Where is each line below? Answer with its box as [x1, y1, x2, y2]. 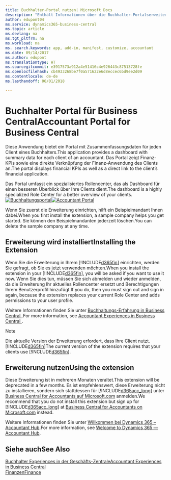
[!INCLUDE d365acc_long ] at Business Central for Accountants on [5, 404, 142, 410]
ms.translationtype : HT [5, 60, 56, 65]
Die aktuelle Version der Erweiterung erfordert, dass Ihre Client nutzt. [5, 338, 150, 344]
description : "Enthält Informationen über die [5, 12, 106, 17]
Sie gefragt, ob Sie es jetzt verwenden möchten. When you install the [5, 265, 149, 271]
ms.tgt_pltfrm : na [5, 36, 44, 41]
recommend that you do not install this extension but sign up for [5, 398, 139, 405]
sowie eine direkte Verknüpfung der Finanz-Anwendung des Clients [16, 160, 158, 166]
